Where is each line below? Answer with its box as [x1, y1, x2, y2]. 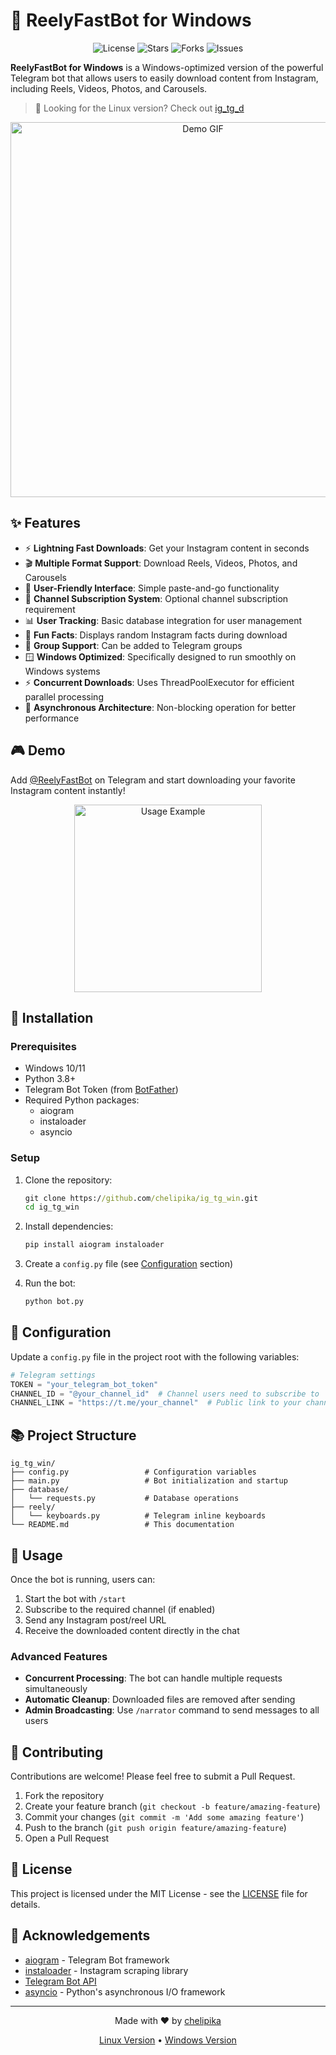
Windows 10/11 [24, 1062, 86, 1074]
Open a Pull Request [24, 1832, 110, 1844]
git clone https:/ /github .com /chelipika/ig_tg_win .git [24, 1193, 259, 1203]
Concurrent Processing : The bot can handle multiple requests [24, 1672, 283, 1684]
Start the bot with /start [24, 1592, 127, 1604]
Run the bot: [24, 1277, 76, 1289]
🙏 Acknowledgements [10, 1927, 151, 1944]
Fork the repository [24, 1790, 105, 1802]
